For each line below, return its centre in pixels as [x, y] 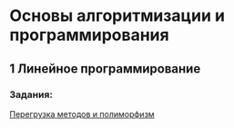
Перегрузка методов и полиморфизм [82, 113]
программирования [90, 35]
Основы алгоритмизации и [117, 16]
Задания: [31, 94]
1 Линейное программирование [105, 69]
